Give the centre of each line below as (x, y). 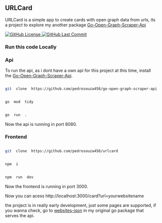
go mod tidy (19, 102)
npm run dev (19, 177)
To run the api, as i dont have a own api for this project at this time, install (78, 70)
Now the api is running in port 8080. (41, 124)
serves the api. (20, 215)
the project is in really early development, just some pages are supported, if (81, 205)
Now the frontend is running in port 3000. (47, 186)
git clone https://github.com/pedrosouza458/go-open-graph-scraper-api (81, 89)
